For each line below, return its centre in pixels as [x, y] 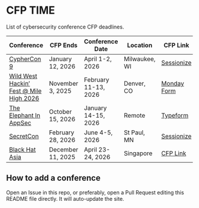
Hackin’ [20, 83]
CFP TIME [31, 10]
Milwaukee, [139, 59]
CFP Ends [64, 45]
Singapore [138, 153]
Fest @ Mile [25, 91]
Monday [173, 83]
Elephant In [25, 115]
